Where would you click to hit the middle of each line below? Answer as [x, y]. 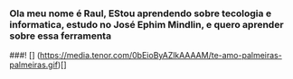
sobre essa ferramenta [60, 36]
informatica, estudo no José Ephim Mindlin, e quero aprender [146, 24]
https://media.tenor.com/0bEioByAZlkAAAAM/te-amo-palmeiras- [161, 56]
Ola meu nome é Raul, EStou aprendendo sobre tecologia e [141, 13]
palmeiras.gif [34, 65]
